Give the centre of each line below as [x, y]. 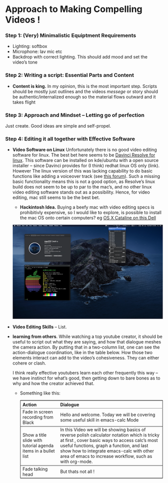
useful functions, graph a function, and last [104, 445]
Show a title [34, 435]
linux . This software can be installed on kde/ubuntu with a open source [85, 160]
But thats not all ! [77, 471]
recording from [38, 417]
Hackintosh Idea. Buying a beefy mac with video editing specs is [87, 207]
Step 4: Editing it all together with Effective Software [70, 139]
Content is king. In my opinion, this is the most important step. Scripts [85, 86]
